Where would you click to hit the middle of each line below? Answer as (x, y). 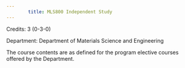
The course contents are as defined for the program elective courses (92, 52)
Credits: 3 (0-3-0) (29, 29)
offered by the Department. (40, 58)
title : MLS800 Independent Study (70, 12)
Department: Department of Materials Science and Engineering (85, 40)
